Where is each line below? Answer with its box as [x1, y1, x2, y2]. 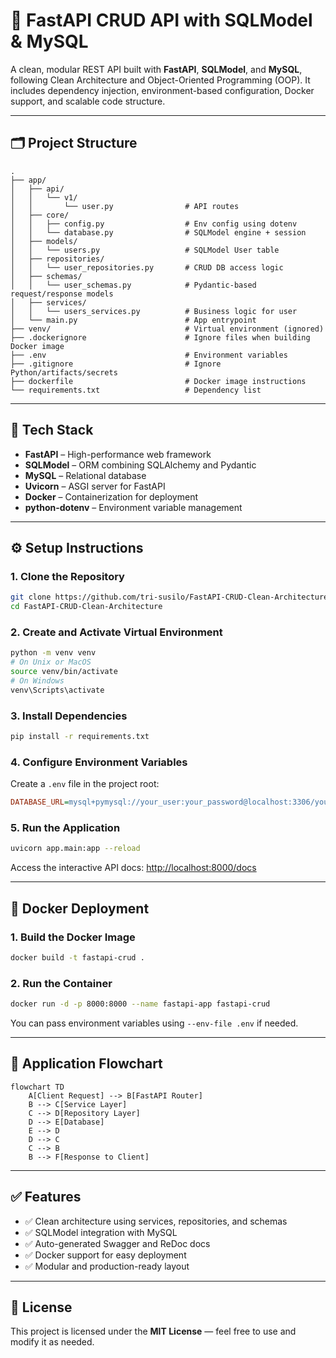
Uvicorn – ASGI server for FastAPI [24, 480, 166, 492]
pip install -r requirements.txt [10, 731, 150, 741]
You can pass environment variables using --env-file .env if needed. [10, 1017, 299, 1029]
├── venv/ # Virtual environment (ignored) [10, 324, 325, 334]
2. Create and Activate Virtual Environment [10, 625, 223, 639]
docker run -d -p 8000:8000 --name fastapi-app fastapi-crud [10, 999, 271, 1009]
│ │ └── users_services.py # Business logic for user [10, 306, 298, 316]
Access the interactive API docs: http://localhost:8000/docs [10, 862, 257, 874]
